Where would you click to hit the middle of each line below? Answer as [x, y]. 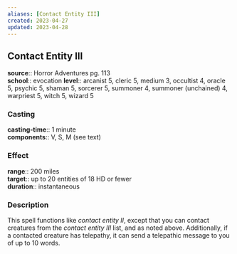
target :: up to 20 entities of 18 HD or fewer [69, 179]
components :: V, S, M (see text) [54, 137]
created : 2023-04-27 [38, 21]
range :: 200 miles [33, 171]
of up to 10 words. [34, 243]
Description [28, 205]
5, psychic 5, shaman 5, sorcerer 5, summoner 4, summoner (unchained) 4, [117, 88]
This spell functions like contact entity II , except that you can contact [109, 221]
